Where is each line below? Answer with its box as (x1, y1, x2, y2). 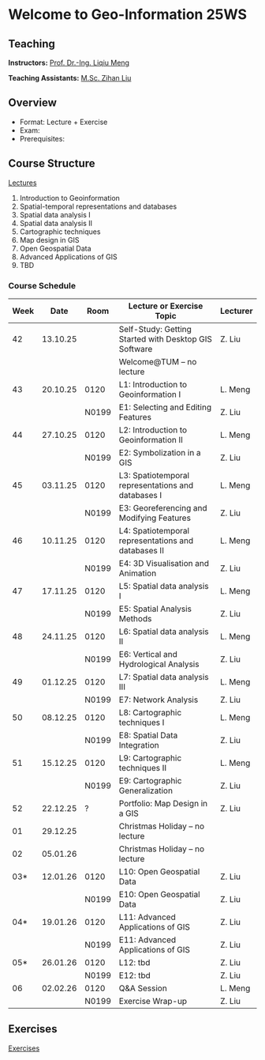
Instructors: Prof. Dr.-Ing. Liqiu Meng (8, 58, 130, 67)
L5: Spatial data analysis (118, 580, 209, 591)
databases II (118, 545, 164, 556)
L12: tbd (118, 956, 151, 968)
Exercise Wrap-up (118, 995, 188, 1006)
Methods (118, 613, 152, 624)
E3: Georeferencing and (118, 502, 207, 513)
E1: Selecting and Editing (118, 402, 211, 413)
